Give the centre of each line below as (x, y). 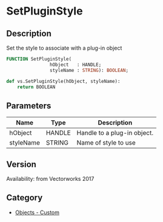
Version (21, 164)
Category (25, 198)
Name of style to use (106, 143)
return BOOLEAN (36, 87)
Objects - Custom (37, 212)
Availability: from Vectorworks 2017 (50, 179)
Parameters (29, 106)
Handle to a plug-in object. (115, 133)
